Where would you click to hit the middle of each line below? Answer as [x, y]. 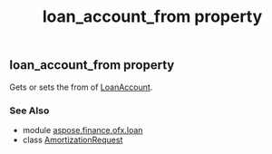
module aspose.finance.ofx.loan [83, 130]
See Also [29, 111]
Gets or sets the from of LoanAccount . [81, 87]
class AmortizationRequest [73, 140]
